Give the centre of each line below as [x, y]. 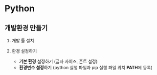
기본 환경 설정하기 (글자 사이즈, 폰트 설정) [58, 61]
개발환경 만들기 [26, 28]
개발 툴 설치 [23, 40]
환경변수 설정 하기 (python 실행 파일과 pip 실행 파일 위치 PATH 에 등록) [86, 67]
